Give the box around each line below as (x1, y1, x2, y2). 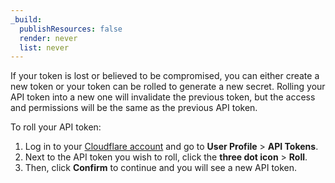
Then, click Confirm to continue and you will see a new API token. (24, 162, 298, 174)
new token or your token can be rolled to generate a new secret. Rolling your (10, 81, 326, 93)
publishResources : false (19, 24, 123, 34)
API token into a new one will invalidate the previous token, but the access (10, 91, 316, 103)
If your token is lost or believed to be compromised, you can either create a (10, 70, 320, 82)
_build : (10, 14, 43, 25)
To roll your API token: (10, 121, 102, 133)
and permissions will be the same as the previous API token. (10, 102, 258, 114)
